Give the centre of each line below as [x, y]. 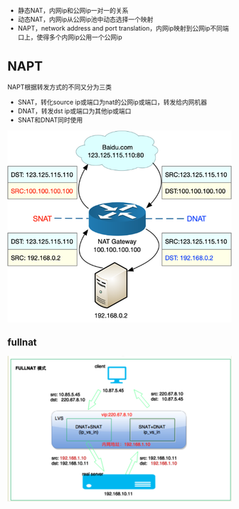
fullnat [22, 343]
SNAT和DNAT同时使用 [50, 120]
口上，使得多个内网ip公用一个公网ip [70, 37]
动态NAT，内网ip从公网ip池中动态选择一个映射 [85, 19]
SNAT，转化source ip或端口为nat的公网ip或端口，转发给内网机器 [112, 102]
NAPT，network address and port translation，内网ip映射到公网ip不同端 [123, 28]
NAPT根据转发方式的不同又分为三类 [60, 87]
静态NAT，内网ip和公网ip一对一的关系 [73, 10]
